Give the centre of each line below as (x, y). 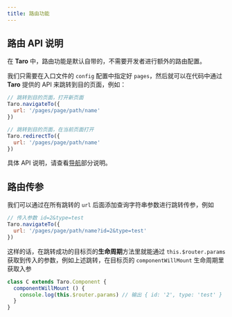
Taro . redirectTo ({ (34, 136)
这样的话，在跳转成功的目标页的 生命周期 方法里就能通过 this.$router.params (116, 251)
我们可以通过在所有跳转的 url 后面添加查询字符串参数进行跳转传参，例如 (111, 205)
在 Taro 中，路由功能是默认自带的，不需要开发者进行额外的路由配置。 (107, 61)
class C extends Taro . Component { (57, 282)
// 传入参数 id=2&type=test (46, 218)
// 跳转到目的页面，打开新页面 (46, 98)
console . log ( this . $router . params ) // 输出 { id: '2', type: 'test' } (121, 295)
